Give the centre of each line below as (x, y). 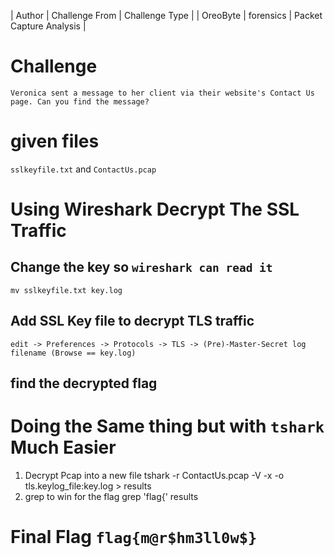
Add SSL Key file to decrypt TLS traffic (132, 321)
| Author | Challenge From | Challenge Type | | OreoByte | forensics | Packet (166, 15)
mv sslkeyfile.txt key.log (66, 290)
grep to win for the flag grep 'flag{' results (111, 497)
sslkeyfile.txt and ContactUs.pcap (83, 169)
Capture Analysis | (48, 26)
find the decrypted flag (84, 383)
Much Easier (63, 447)
